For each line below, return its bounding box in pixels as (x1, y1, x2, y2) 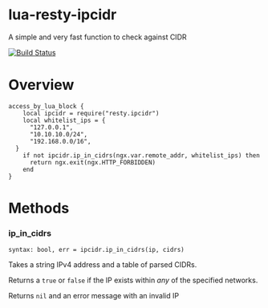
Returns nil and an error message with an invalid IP (8, 291, 179, 301)
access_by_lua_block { (8, 102, 84, 110)
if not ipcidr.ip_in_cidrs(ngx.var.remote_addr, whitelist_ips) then (22, 151, 261, 160)
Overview (8, 76, 75, 94)
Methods (8, 199, 70, 217)
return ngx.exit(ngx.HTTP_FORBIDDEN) (29, 158, 156, 166)
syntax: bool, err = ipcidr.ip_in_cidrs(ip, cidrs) (8, 246, 185, 254)
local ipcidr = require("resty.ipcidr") (22, 109, 160, 117)
